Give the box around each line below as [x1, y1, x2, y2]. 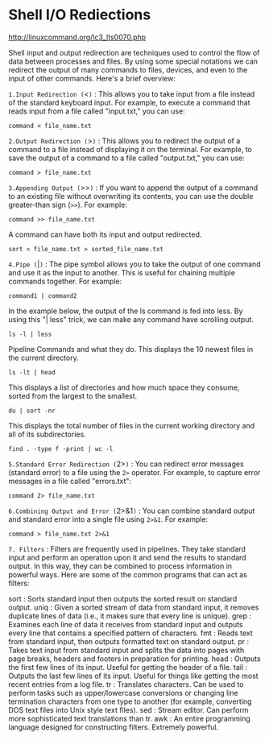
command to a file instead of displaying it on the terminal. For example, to [8, 144, 252, 154]
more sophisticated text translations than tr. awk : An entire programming [8, 713, 251, 723]
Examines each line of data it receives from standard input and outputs [8, 619, 243, 629]
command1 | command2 [8, 291, 78, 300]
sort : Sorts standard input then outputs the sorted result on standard [8, 593, 238, 603]
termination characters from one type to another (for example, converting [8, 697, 252, 706]
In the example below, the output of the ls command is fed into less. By [8, 306, 243, 316]
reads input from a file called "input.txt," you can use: [8, 106, 185, 116]
